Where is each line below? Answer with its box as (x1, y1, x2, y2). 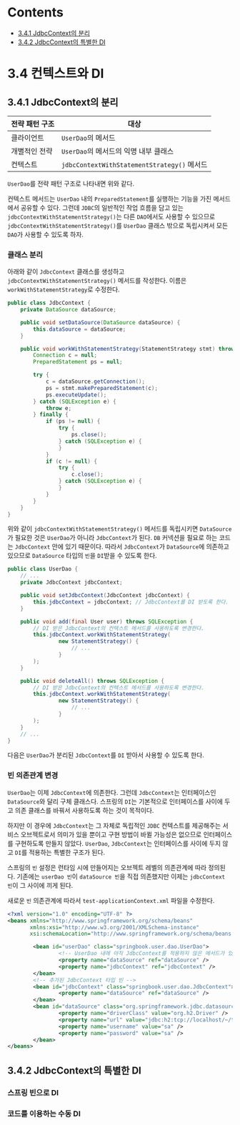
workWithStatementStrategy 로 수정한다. (7, 285, 120, 294)
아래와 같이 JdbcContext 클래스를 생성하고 (7, 267, 125, 276)
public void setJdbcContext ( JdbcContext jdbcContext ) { (20, 592, 191, 599)
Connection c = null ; (33, 351, 98, 359)
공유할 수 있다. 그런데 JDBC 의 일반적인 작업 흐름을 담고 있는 (20, 203, 184, 211)
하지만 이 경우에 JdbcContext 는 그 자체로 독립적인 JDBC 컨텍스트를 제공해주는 (7, 821, 221, 829)
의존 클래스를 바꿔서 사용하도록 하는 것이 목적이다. (14, 806, 154, 814)
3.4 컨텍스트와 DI (7, 66, 104, 82)
